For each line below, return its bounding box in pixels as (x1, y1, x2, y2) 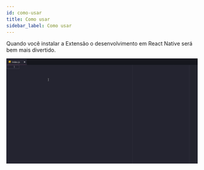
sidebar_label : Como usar (6, 22, 72, 29)
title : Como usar (6, 16, 50, 22)
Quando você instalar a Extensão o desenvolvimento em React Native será (6, 40, 193, 47)
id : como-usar (6, 10, 42, 16)
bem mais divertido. (6, 46, 56, 54)
